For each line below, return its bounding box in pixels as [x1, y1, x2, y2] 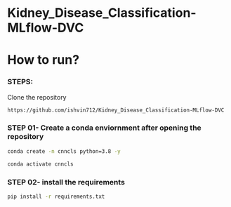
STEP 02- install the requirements [7, 177, 125, 187]
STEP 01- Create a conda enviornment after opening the [7, 123, 202, 133]
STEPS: [7, 77, 34, 87]
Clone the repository [7, 93, 67, 101]
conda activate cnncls [7, 160, 74, 168]
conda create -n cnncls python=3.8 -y [7, 147, 121, 155]
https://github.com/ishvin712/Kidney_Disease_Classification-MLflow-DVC [7, 107, 225, 114]
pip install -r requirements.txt [7, 193, 105, 200]
